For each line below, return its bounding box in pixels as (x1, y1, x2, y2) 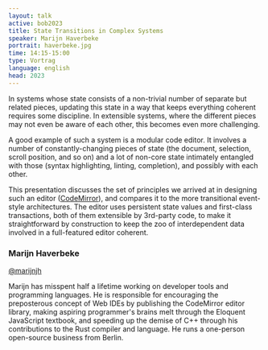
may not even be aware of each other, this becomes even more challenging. (8, 119, 260, 129)
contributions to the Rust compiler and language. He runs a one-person (8, 323, 245, 334)
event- (238, 193, 261, 203)
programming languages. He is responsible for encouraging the (8, 290, 219, 299)
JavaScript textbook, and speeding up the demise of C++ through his (8, 315, 238, 325)
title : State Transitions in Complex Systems (8, 27, 163, 35)
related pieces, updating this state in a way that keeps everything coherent (8, 102, 256, 112)
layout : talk (8, 11, 52, 20)
